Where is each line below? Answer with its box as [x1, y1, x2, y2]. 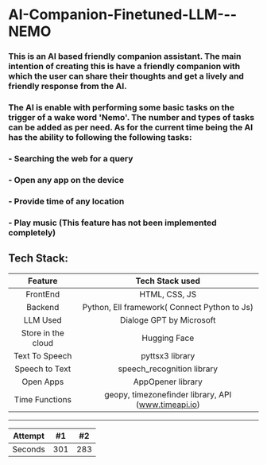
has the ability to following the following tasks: [8, 132, 192, 143]
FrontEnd [25, 289, 60, 300]
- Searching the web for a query [8, 153, 133, 164]
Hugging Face [141, 332, 195, 343]
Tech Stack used [135, 275, 201, 286]
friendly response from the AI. [8, 81, 127, 92]
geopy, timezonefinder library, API [104, 389, 232, 400]
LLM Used [23, 314, 62, 325]
